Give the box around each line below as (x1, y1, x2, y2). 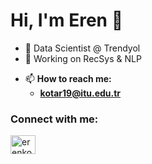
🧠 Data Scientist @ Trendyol (24, 42, 141, 54)
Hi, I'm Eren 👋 (10, 9, 124, 32)
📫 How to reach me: (24, 72, 112, 84)
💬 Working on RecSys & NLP (24, 52, 142, 64)
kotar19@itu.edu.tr (39, 87, 122, 99)
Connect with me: (10, 112, 99, 126)
